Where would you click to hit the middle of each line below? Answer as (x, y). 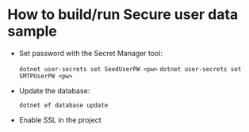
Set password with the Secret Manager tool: (91, 53)
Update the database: (54, 91)
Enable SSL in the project (60, 119)
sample (32, 31)
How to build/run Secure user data (123, 15)
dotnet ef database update (63, 105)
